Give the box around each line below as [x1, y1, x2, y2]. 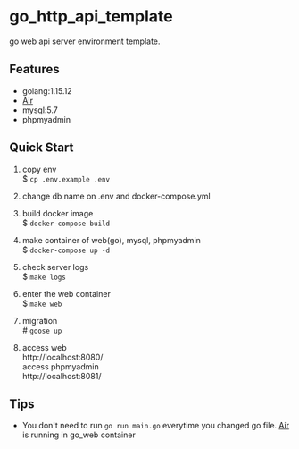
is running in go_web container [21, 429, 136, 440]
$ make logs [21, 271, 67, 282]
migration [21, 315, 58, 326]
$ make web [21, 298, 62, 309]
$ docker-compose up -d [21, 244, 110, 255]
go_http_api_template [9, 6, 173, 27]
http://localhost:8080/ [21, 352, 104, 362]
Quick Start [9, 140, 74, 156]
